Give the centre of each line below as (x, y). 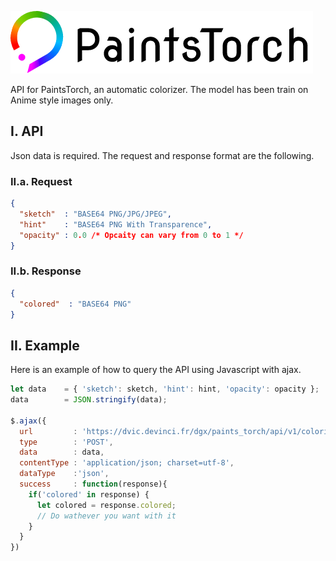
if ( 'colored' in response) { (89, 494)
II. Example (45, 345)
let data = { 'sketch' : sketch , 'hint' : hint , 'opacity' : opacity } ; (165, 389)
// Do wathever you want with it (106, 516)
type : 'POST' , (66, 442)
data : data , (62, 452)
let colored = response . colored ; (106, 505)
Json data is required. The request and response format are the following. (162, 155)
